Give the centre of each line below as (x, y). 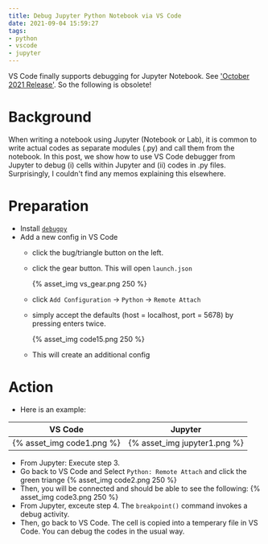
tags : (17, 31)
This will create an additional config (91, 354)
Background (50, 117)
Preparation (49, 206)
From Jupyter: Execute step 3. (70, 463)
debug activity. (45, 514)
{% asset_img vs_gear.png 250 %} (89, 283)
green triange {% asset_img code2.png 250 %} (98, 480)
